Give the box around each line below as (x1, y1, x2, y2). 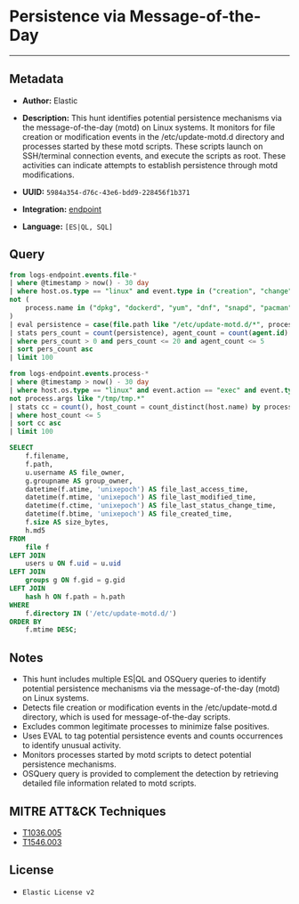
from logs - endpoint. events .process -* (9, 370, 149, 379)
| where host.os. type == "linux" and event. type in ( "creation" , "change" (9, 287, 293, 296)
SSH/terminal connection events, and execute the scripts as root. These (21, 150, 287, 161)
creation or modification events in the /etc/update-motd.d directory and (21, 131, 285, 142)
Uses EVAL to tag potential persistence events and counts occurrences (21, 730, 283, 741)
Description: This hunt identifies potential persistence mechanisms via (21, 112, 282, 123)
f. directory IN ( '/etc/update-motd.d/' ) (25, 608, 177, 618)
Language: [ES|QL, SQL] (21, 221, 113, 232)
